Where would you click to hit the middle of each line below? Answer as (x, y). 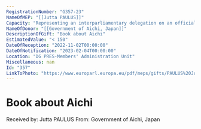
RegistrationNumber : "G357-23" (45, 12)
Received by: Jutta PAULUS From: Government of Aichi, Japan (83, 119)
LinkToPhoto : (22, 73)
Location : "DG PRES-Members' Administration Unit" (71, 56)
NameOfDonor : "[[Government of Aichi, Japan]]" (67, 28)
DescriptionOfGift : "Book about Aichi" (56, 34)
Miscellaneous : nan (31, 62)
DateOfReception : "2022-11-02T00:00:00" (57, 46)
